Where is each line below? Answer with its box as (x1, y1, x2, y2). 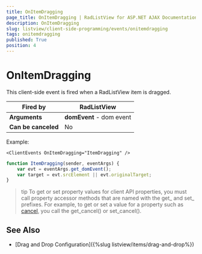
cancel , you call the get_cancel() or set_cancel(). (20, 208, 142, 215)
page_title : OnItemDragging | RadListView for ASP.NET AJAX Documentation (6, 14, 198, 21)
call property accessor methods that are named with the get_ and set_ (20, 194, 195, 202)
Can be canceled (9, 122, 59, 131)
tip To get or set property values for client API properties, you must (20, 188, 188, 195)
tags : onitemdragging (6, 31, 61, 37)
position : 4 (6, 43, 36, 49)
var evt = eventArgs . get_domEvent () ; (17, 166, 112, 172)
